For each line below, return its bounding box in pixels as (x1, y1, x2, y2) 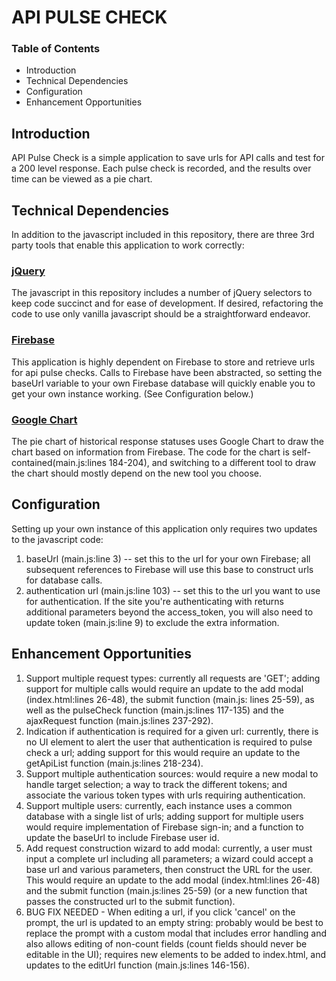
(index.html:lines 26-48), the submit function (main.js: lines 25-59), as (25, 693, 315, 705)
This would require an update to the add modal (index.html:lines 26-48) (25, 874, 321, 886)
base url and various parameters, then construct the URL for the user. (25, 863, 313, 875)
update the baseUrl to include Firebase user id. (25, 831, 220, 843)
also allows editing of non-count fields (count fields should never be (25, 937, 308, 950)
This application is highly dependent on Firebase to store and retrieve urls (11, 356, 316, 368)
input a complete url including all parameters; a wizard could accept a (25, 852, 314, 865)
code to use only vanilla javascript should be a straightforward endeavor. (11, 308, 311, 320)
